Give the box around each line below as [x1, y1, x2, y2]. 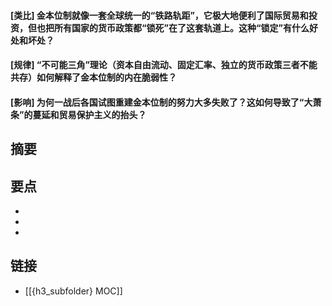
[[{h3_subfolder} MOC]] [24, 285, 123, 297]
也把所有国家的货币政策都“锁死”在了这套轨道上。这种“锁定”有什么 [36, 21, 310, 34]
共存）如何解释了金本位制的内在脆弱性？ [10, 71, 177, 84]
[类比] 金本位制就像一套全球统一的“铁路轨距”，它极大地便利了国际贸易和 [10, 9, 309, 21]
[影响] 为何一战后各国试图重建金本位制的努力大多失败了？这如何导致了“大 [10, 96, 313, 108]
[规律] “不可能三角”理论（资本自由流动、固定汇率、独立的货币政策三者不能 [10, 59, 318, 71]
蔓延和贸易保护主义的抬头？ [32, 108, 147, 120]
